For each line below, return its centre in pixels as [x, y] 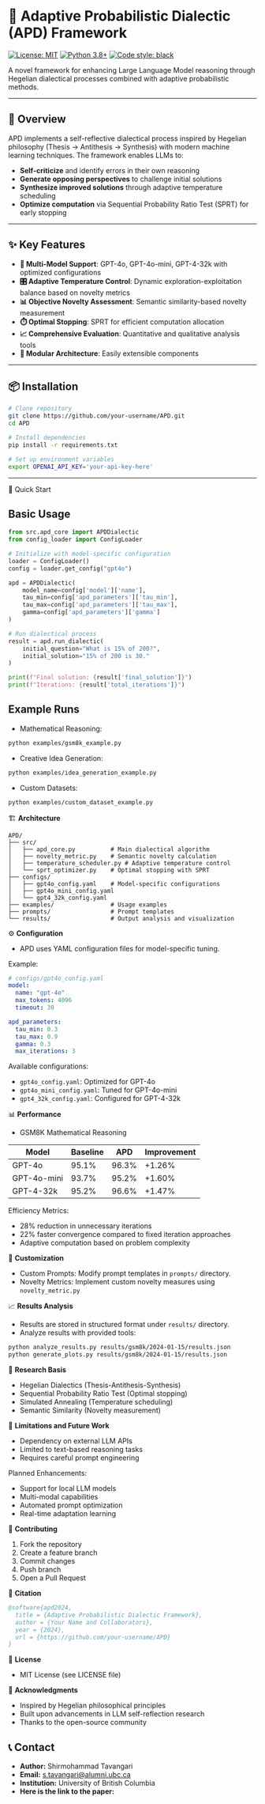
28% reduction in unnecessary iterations [86, 1226]
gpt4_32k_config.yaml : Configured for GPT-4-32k [100, 1099]
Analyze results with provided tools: [78, 1333]
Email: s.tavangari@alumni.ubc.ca [75, 1775]
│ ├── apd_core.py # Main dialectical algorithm [109, 849]
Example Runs [44, 710]
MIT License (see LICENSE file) [70, 1675]
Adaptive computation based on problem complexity [105, 1243]
